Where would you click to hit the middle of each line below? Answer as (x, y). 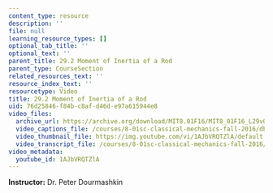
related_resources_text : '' (56, 76)
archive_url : (38, 122)
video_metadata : (36, 152)
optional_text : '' (39, 54)
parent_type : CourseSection (56, 69)
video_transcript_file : (56, 144)
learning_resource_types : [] (58, 39)
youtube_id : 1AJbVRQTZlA (58, 159)
